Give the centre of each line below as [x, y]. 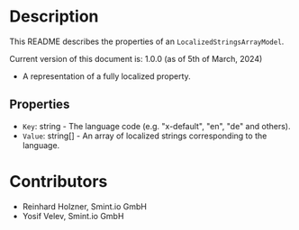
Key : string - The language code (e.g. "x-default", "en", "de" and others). [156, 126]
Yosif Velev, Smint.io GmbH [73, 216]
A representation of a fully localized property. [106, 76]
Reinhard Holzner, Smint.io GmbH [84, 206]
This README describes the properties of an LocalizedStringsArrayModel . [147, 41]
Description [54, 17]
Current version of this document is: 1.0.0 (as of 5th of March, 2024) [136, 58]
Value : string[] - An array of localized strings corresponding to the [145, 136]
